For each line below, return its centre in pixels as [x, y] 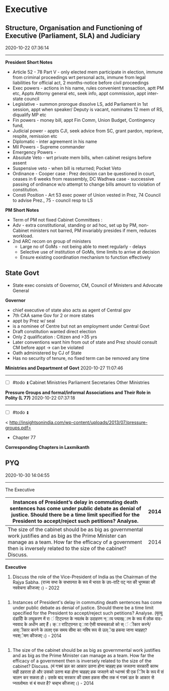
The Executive [20, 490]
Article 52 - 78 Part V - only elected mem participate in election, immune [88, 72]
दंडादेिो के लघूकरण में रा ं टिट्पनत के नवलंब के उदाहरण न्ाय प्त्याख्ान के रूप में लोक [83, 619]
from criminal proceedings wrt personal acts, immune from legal [79, 77]
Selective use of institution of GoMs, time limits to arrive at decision [90, 252]
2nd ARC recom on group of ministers [52, 241]
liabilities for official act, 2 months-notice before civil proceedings [80, 83]
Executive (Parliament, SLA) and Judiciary [73, 35]
